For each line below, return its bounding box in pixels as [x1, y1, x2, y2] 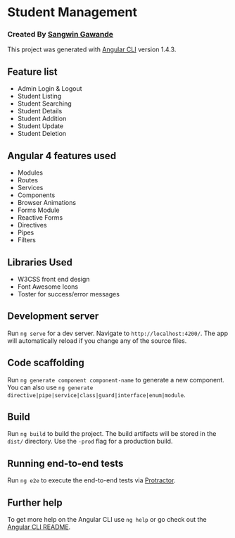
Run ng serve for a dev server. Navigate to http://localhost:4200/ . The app [7, 329, 229, 337]
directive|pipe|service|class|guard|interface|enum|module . [7, 390, 186, 399]
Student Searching [17, 99, 72, 108]
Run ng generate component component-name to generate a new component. [7, 375, 225, 384]
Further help [7, 496, 63, 508]
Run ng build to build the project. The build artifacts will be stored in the [7, 430, 217, 438]
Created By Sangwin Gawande [7, 30, 114, 39]
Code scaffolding [7, 357, 84, 369]
